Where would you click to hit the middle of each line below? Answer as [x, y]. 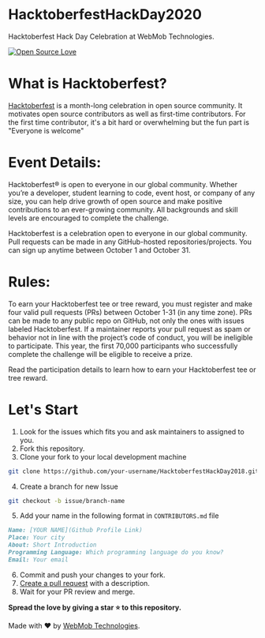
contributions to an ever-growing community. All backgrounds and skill [123, 209]
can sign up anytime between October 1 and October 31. [99, 250]
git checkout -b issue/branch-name [67, 501]
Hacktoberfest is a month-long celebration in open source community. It [125, 105]
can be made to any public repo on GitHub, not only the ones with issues [126, 321]
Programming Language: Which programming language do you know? [116, 553]
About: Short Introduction [52, 545]
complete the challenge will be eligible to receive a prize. [101, 354]
